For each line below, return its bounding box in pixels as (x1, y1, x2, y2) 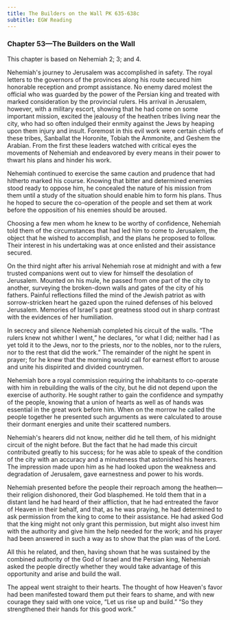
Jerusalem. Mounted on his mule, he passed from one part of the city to (7, 276, 211, 284)
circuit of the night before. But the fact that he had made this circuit (7, 440, 198, 449)
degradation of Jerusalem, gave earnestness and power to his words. (7, 469, 204, 478)
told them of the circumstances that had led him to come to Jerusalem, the (7, 226, 218, 235)
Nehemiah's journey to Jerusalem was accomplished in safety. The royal (7, 68, 213, 76)
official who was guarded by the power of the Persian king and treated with (7, 90, 220, 98)
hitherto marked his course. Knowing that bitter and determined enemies (7, 176, 213, 184)
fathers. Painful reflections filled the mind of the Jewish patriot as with (7, 290, 206, 299)
